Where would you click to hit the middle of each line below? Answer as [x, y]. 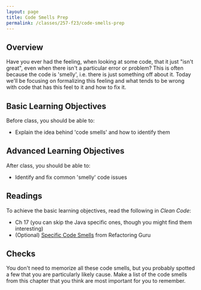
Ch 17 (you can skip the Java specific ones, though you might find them [103, 222]
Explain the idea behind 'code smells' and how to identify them [92, 132]
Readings [24, 196]
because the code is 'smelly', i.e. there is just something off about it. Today [99, 74]
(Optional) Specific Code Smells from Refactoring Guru [83, 235]
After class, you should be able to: [49, 165]
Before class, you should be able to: [50, 120]
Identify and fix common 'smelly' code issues [71, 177]
